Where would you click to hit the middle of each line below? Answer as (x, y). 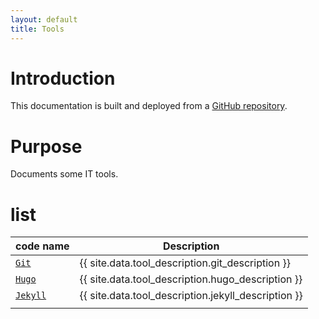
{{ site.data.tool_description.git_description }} (185, 263)
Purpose (46, 146)
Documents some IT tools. (64, 174)
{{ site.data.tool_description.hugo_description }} (191, 279)
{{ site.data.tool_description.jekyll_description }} (191, 296)
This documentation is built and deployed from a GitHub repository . (149, 106)
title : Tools (37, 29)
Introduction (63, 78)
